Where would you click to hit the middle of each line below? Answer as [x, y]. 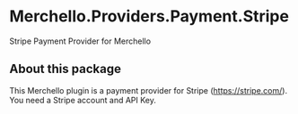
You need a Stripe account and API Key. [83, 100]
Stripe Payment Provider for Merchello [80, 41]
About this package [65, 69]
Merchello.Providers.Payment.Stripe [149, 16]
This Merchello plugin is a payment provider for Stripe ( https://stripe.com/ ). [149, 90]
